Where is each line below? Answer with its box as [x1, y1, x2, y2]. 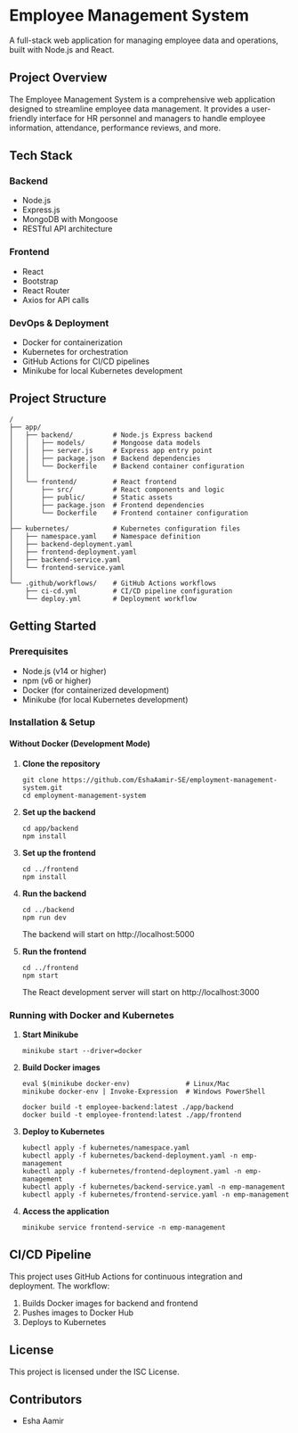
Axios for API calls [21, 294, 90, 305]
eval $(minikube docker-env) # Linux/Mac [21, 1079, 230, 1088]
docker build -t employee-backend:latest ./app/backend [21, 1102, 234, 1111]
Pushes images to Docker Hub [21, 1307, 134, 1318]
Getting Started [9, 619, 97, 634]
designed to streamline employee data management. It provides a [9, 103, 250, 114]
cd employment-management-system [21, 791, 147, 800]
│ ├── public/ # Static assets [9, 492, 173, 502]
